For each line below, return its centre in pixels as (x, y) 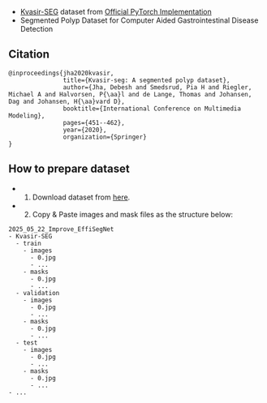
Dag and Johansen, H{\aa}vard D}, (67, 101)
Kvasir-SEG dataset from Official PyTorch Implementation (116, 12)
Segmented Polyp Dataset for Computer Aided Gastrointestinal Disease (139, 20)
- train (29, 243)
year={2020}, (85, 130)
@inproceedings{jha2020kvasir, (61, 73)
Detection (37, 29)
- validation (38, 293)
